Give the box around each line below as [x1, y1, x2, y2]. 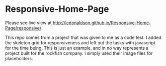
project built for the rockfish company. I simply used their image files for [5, 50, 153, 56]
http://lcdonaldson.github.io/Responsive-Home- [53, 20, 151, 26]
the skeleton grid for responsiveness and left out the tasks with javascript [5, 39, 156, 45]
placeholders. [5, 55, 33, 61]
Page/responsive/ [5, 25, 42, 31]
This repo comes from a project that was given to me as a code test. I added [5, 34, 162, 40]
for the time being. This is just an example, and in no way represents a [5, 45, 149, 51]
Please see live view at [5, 20, 52, 26]
